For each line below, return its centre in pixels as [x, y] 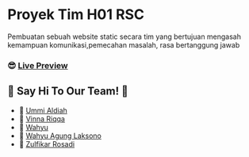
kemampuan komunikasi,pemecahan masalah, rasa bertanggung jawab [124, 44]
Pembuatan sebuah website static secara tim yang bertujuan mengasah [125, 36]
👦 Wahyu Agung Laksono [60, 136]
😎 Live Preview [38, 65]
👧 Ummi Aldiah [43, 110]
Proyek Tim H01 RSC [76, 15]
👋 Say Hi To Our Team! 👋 [68, 92]
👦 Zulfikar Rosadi [47, 144]
